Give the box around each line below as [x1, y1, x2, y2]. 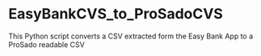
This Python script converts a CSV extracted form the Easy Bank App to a [8, 31, 254, 41]
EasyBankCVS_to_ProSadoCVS [8, 5, 224, 23]
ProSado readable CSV [8, 39, 85, 49]
